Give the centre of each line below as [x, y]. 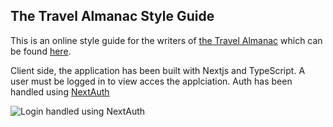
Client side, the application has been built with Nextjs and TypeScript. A [158, 70]
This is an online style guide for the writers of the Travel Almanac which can [166, 40]
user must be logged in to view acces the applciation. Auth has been [151, 81]
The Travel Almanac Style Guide [112, 16]
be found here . [41, 51]
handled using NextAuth [60, 91]
